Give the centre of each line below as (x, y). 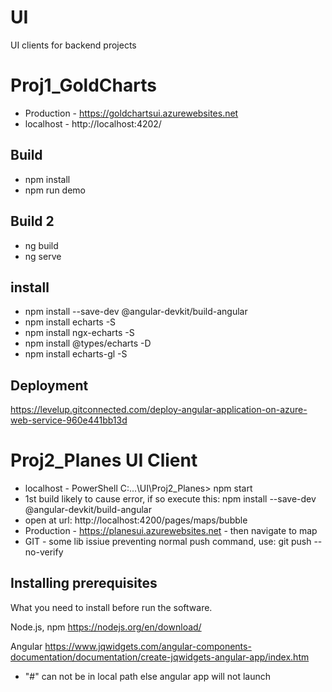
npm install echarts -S (70, 322)
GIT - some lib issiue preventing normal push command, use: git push (168, 542)
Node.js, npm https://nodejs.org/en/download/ (106, 627)
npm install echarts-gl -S (76, 354)
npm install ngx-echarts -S (79, 333)
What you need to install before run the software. (111, 607)
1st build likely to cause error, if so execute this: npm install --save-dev (170, 499)
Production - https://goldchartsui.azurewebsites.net (131, 113)
